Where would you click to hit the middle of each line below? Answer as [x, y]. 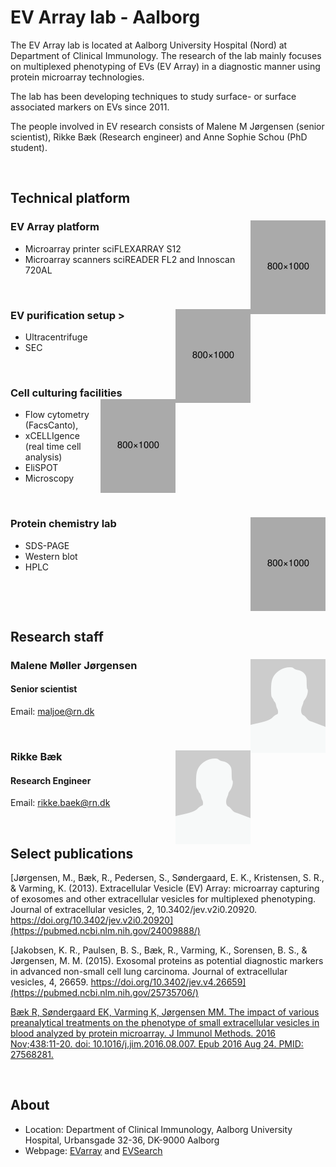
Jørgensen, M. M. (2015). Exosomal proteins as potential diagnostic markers [167, 960]
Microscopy [49, 478]
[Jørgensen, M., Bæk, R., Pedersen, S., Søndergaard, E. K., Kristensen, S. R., [167, 877]
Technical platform [70, 198]
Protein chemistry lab [63, 524]
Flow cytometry [57, 415]
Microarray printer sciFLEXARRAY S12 [103, 248]
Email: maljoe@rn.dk [52, 712]
